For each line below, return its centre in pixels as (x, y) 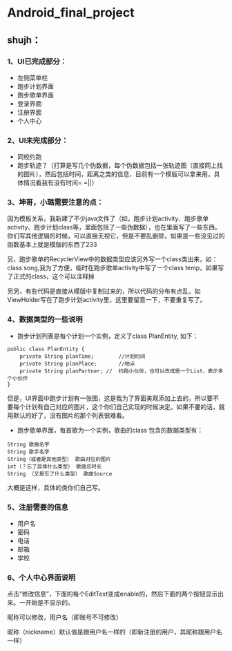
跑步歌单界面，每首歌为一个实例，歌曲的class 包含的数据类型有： (110, 430)
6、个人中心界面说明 (41, 577)
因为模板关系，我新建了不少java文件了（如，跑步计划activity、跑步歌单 (108, 218)
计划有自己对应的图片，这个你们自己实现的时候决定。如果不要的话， (122, 406)
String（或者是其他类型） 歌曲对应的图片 (59, 459)
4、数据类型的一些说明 (45, 319)
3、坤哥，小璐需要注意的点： (56, 202)
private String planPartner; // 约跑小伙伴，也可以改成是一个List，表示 (119, 371)
